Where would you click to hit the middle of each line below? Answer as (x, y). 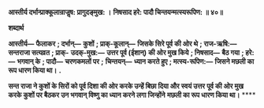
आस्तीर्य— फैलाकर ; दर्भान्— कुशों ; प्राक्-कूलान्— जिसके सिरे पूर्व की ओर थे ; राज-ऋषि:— (123, 44)
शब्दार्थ (16, 28)
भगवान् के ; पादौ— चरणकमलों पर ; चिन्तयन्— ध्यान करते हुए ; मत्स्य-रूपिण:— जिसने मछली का (136, 61)
